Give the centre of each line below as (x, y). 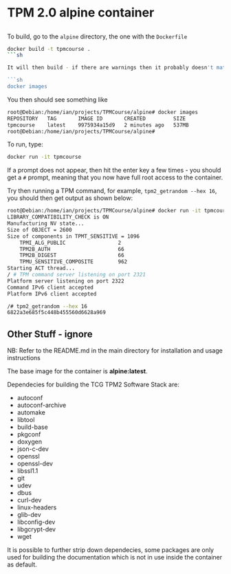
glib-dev (29, 515)
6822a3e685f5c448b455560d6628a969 (57, 313)
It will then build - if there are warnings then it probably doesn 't (110, 68)
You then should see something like (57, 99)
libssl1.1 (27, 471)
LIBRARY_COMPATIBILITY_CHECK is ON (58, 217)
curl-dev (29, 500)
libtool (26, 420)
